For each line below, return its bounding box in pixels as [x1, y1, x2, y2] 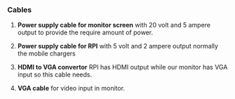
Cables [7, 5, 32, 15]
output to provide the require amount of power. [17, 28, 154, 37]
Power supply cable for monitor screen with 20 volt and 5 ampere [17, 21, 210, 29]
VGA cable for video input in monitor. [17, 84, 125, 93]
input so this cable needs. [17, 70, 93, 79]
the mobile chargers [17, 49, 76, 58]
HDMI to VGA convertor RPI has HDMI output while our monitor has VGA [17, 63, 228, 72]
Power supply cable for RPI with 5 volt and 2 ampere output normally [17, 42, 219, 51]
